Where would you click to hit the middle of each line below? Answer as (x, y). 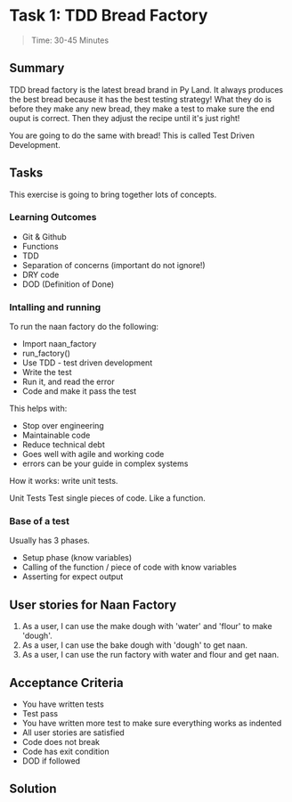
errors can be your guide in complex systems (105, 463)
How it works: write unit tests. (64, 481)
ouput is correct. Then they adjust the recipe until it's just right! (125, 118)
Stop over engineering (63, 426)
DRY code (41, 274)
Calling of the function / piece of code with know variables (130, 568)
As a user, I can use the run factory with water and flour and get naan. (150, 655)
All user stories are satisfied (73, 732)
